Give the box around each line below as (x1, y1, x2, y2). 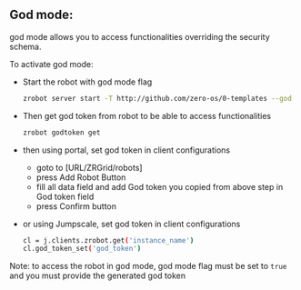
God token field (35, 191, 95, 202)
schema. (9, 41, 42, 52)
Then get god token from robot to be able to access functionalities (22, 110, 271, 121)
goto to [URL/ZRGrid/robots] (35, 162, 143, 173)
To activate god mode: (9, 58, 94, 69)
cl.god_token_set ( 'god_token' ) (22, 245, 142, 254)
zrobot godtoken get (22, 127, 101, 137)
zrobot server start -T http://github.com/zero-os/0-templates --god (22, 94, 293, 103)
